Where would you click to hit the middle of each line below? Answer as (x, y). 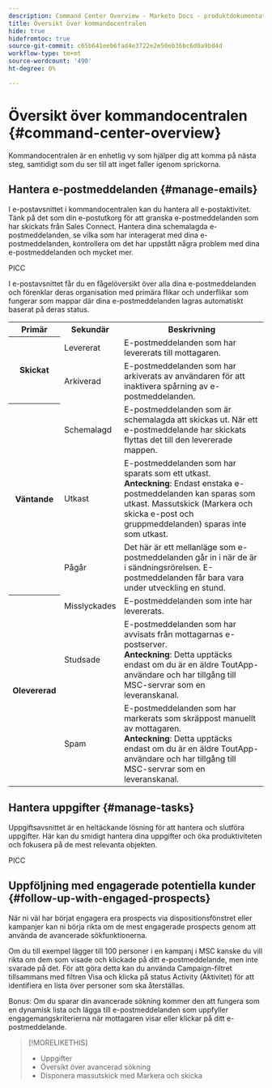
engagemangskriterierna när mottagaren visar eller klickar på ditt (117, 1018)
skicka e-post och (159, 514)
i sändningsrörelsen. (163, 567)
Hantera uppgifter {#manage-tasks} (102, 808)
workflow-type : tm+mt (45, 53)
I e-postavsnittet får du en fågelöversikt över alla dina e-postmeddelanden (132, 284)
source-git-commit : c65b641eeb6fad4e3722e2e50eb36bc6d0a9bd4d (115, 46)
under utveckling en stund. (175, 588)
